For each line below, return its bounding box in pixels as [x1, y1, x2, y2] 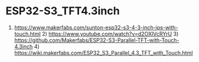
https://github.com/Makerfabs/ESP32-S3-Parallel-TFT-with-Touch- [14, 36, 179, 44]
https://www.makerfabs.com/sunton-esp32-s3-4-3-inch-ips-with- [14, 24, 178, 31]
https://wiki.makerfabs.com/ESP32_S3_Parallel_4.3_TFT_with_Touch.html [14, 49, 193, 56]
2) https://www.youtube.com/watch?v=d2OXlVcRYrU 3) [42, 30, 179, 37]
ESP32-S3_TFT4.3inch [5, 4, 120, 18]
